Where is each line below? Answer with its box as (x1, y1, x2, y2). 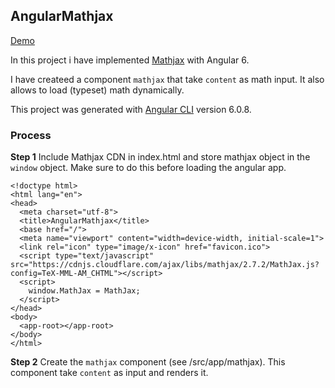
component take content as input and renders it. (10, 367, 209, 379)
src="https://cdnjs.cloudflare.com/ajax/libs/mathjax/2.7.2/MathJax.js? (10, 260, 320, 270)
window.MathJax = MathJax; (28, 286, 141, 296)
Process (10, 128, 52, 142)
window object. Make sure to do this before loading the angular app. (10, 162, 287, 174)
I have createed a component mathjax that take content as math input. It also (10, 73, 325, 85)
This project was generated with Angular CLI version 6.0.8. (10, 103, 252, 115)
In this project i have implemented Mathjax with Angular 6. (10, 54, 250, 66)
